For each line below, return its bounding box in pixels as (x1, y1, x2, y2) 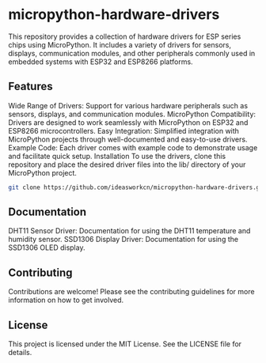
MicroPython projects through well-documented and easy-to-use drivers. (8, 134, 248, 144)
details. (8, 348, 32, 357)
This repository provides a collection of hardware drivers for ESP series (8, 32, 241, 41)
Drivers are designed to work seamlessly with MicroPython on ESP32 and (8, 117, 249, 127)
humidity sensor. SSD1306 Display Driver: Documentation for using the (8, 235, 239, 244)
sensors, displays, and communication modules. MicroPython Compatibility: (8, 109, 256, 119)
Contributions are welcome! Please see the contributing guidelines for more (8, 287, 255, 297)
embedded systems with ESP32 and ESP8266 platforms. (8, 57, 193, 66)
